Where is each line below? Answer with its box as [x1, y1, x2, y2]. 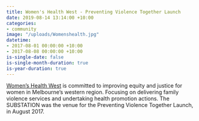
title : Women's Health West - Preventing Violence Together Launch [6, 9, 181, 15]
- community [6, 26, 37, 32]
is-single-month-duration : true [6, 60, 88, 66]
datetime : [6, 37, 32, 43]
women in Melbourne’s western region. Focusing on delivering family [6, 89, 179, 96]
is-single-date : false [6, 54, 64, 60]
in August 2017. [6, 108, 44, 116]
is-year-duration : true [6, 65, 67, 72]
